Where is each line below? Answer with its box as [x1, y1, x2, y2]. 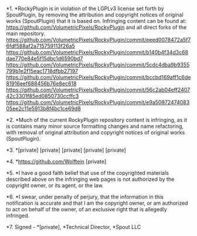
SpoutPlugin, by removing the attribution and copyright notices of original [6, 11, 184, 18]
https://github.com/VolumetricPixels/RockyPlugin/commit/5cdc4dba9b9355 [6, 61, 190, 68]
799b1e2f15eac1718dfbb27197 [6, 68, 78, 74]
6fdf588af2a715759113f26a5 [6, 42, 75, 49]
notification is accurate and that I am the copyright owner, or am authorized [6, 200, 189, 207]
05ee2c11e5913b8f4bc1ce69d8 [6, 105, 81, 112]
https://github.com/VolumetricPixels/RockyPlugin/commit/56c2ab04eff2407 [6, 87, 191, 93]
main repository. [6, 30, 46, 37]
